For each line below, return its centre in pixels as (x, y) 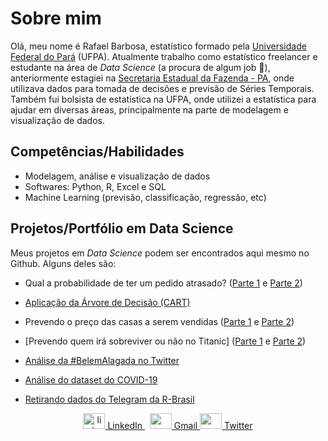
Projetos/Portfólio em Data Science (122, 228)
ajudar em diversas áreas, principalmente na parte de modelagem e (149, 109)
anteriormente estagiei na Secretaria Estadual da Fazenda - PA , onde (152, 78)
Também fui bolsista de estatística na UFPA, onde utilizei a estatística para (163, 99)
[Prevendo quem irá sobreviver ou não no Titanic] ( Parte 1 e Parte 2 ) (165, 341)
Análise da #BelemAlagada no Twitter (102, 360)
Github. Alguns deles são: (63, 263)
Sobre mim (56, 18)
